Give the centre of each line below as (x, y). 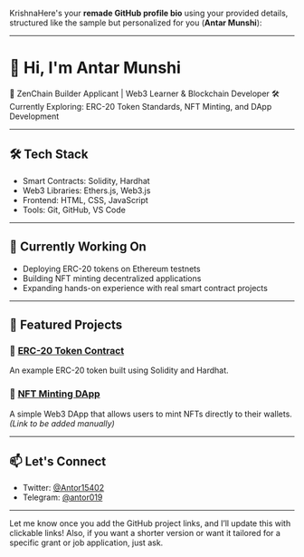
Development (34, 116)
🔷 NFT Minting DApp (55, 394)
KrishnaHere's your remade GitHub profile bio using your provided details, (149, 13)
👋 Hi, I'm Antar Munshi (95, 68)
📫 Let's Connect (58, 461)
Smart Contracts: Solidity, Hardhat (86, 181)
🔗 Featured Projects (66, 324)
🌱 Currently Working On (78, 247)
